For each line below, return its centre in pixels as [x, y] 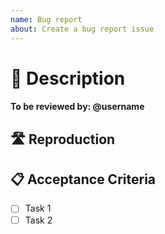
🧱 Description [68, 78]
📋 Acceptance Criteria [83, 179]
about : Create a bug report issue [82, 29]
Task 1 [38, 208]
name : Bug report [46, 19]
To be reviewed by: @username [77, 107]
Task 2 [38, 220]
